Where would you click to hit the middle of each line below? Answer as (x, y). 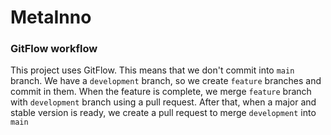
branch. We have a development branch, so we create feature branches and (166, 81)
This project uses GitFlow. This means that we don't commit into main (152, 70)
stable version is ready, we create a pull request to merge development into (163, 113)
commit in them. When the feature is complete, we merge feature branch (161, 92)
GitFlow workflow (54, 49)
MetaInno (51, 17)
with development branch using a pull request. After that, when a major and (163, 102)
